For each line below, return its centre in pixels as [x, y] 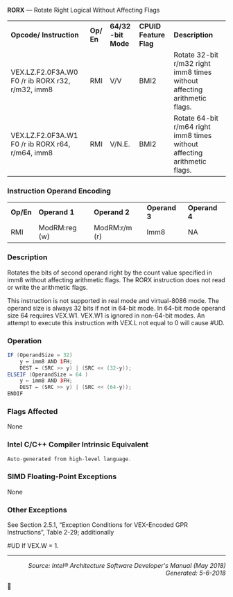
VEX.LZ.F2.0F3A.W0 [44, 72]
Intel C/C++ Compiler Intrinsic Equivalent [78, 444]
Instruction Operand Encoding [59, 191]
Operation [25, 340]
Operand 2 [111, 212]
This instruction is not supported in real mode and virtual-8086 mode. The [113, 300]
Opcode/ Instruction [45, 35]
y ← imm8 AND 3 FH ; [46, 381]
